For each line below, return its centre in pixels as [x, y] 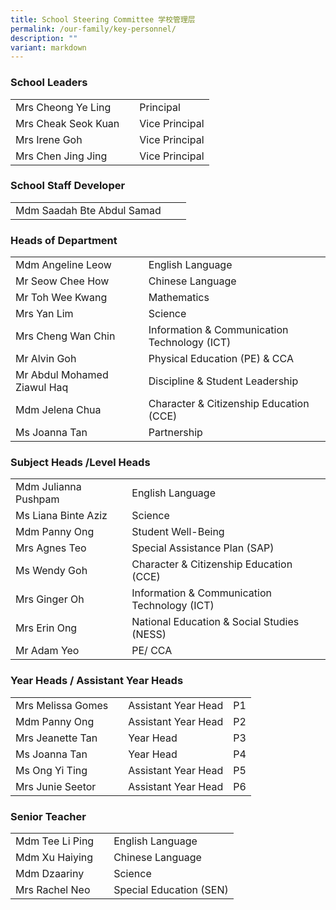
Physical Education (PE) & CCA [221, 359]
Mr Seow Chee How [62, 281]
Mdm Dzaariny [50, 874]
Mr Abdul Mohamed [62, 375]
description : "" [44, 38]
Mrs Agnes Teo [51, 548]
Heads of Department [64, 240]
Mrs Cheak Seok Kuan [67, 123]
